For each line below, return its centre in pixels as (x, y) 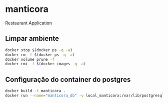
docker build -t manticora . (35, 91)
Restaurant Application (29, 23)
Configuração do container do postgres (68, 79)
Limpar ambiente (32, 39)
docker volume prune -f (30, 59)
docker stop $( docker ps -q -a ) (39, 50)
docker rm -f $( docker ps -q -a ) (40, 55)
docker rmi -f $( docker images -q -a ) (45, 64)
